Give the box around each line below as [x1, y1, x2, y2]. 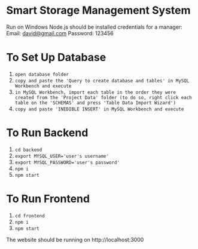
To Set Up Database [6, 51, 106, 64]
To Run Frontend [6, 192, 90, 205]
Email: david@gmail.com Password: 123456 [6, 29, 114, 36]
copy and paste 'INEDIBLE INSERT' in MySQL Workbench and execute [14, 106, 184, 112]
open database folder [14, 71, 69, 78]
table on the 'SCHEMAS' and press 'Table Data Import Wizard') [14, 100, 176, 106]
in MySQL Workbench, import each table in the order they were [14, 89, 176, 96]
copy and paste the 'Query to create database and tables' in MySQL [14, 78, 190, 84]
